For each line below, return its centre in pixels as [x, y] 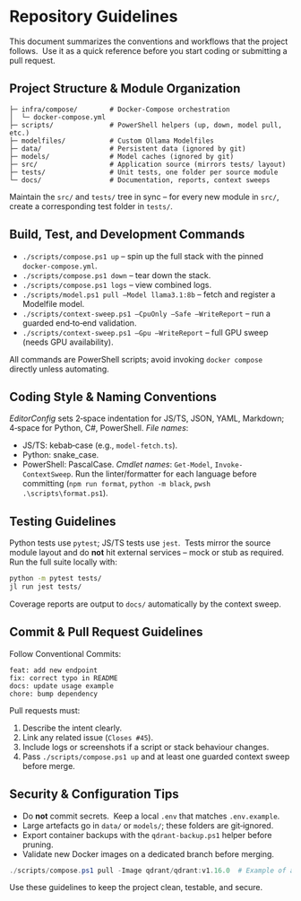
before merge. [49, 765]
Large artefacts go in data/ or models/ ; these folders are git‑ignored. [148, 825]
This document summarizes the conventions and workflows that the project [149, 41]
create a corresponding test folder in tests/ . [91, 206]
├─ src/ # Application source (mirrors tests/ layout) [148, 164]
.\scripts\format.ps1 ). [65, 493]
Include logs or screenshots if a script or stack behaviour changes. [146, 747]
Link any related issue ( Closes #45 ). [88, 737]
